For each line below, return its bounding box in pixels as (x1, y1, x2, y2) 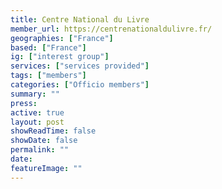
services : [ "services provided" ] (10, 61, 150, 71)
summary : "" (10, 89, 60, 99)
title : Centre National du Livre (10, 14, 150, 25)
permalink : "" (10, 145, 70, 155)
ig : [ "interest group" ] (10, 52, 110, 62)
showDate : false (10, 136, 78, 146)
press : (10, 98, 38, 108)
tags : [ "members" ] (10, 71, 87, 81)
